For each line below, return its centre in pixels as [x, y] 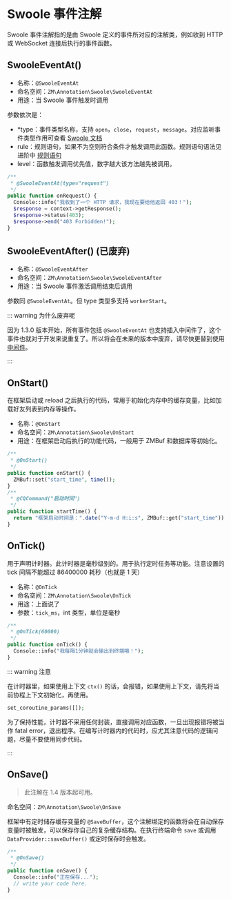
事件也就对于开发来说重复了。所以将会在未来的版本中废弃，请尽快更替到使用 [116, 339]
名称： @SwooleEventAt [48, 83]
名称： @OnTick [37, 586]
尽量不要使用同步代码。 [52, 739]
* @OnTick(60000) [35, 632]
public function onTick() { [48, 645]
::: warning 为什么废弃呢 [41, 316]
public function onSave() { [48, 871]
